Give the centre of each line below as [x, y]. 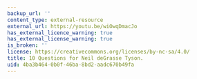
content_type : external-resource [55, 20]
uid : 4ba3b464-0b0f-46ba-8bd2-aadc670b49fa [71, 65]
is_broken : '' [28, 45]
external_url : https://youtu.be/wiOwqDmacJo [72, 26]
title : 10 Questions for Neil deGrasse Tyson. [75, 58]
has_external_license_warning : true [60, 39]
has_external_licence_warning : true [60, 33]
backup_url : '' [29, 13]
